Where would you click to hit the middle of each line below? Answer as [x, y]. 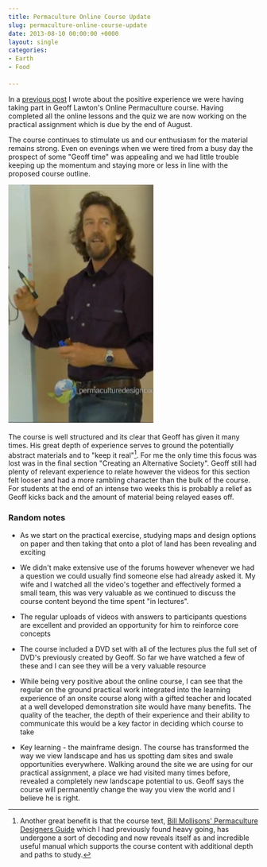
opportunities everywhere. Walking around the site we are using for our [136, 764]
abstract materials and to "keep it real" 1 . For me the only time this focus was [133, 455]
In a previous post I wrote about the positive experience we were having [126, 99]
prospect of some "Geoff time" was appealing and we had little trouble [124, 157]
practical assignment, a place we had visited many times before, [125, 772]
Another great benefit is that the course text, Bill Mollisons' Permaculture [139, 821]
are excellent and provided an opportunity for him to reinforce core [129, 625]
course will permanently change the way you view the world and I [127, 789]
